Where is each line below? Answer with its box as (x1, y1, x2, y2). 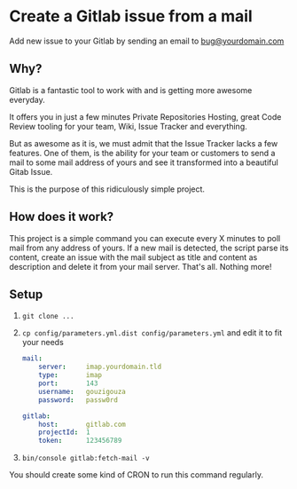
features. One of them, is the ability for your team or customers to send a (9, 147, 276, 158)
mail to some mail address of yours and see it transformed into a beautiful (9, 157, 279, 168)
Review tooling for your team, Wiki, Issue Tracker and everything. (9, 121, 248, 131)
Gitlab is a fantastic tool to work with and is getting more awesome (9, 84, 253, 95)
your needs (21, 337, 64, 348)
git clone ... (21, 312, 74, 321)
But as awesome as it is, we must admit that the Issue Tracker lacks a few (9, 138, 278, 148)
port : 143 (38, 379, 98, 388)
